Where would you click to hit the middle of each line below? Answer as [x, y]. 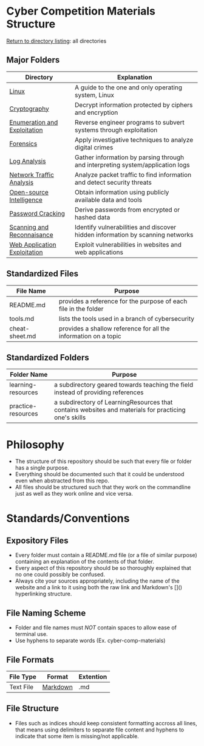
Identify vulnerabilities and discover [126, 227]
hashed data [93, 217]
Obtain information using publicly [122, 192]
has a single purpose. [42, 468]
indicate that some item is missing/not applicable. [77, 736]
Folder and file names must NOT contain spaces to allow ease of [96, 628]
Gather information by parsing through [130, 157]
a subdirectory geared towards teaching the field [123, 385]
